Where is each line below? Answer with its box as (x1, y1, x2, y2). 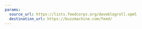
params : (4, 7, 21, 12)
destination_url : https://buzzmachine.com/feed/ (9, 16, 112, 21)
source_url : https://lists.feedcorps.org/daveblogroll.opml (9, 12, 137, 17)
